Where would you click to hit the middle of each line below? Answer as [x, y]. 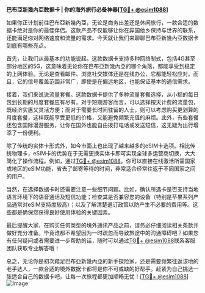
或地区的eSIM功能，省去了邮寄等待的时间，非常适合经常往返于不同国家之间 [101, 169]
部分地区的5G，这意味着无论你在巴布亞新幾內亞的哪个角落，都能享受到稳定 [101, 66]
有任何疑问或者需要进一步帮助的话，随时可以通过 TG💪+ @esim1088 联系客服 [101, 240]
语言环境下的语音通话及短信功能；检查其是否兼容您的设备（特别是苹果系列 [100, 197]
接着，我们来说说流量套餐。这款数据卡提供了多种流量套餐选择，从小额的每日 [103, 95]
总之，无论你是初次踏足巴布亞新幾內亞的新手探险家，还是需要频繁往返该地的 [103, 261]
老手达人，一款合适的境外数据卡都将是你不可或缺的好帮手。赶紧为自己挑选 [100, 269]
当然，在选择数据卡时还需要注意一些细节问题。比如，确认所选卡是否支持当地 [103, 189]
